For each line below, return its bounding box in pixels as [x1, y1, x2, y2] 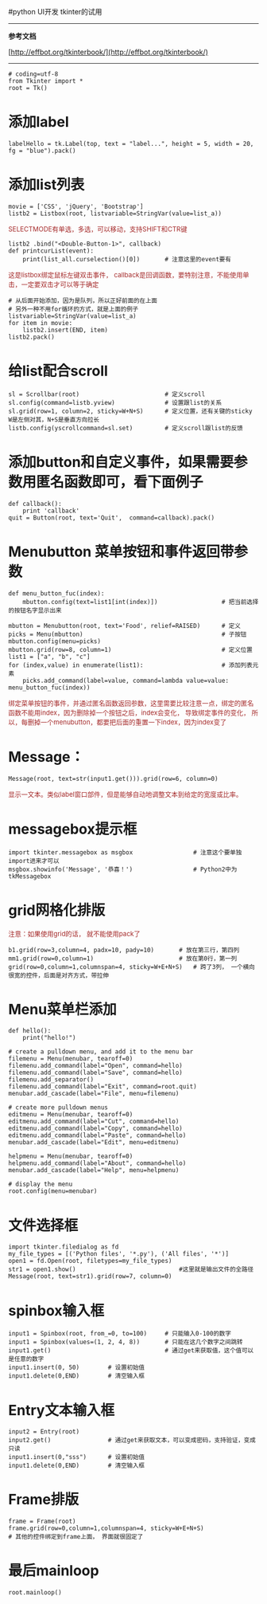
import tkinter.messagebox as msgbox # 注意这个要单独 [8, 848, 242, 857]
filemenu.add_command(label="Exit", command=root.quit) [8, 1083, 197, 1091]
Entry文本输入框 [8, 1401, 115, 1419]
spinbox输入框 [8, 1301, 105, 1320]
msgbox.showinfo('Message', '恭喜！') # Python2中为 [8, 865, 238, 873]
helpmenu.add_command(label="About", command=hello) [8, 1159, 187, 1167]
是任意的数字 [8, 1355, 44, 1363]
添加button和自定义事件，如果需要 [8, 453, 234, 471]
